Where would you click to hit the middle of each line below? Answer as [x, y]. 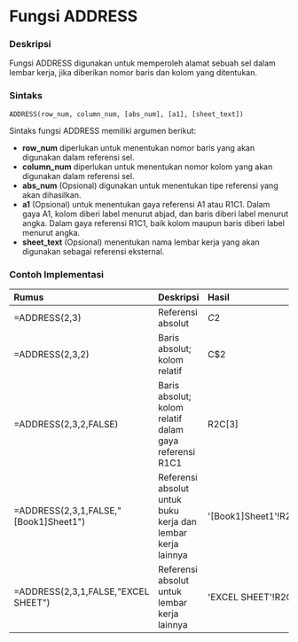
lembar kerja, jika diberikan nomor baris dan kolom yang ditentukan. [133, 73]
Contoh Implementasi [57, 274]
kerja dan [177, 522]
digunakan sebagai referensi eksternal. [93, 251]
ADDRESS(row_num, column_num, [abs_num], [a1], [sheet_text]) [126, 114]
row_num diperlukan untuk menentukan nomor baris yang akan [138, 147]
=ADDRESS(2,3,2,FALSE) [66, 425]
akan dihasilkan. [51, 195]
